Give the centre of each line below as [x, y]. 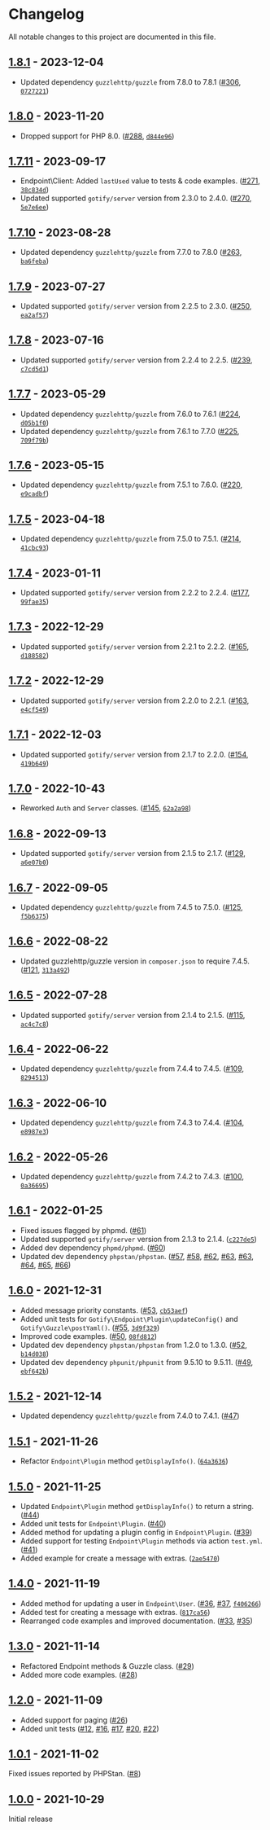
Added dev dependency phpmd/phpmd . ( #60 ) [93, 1248]
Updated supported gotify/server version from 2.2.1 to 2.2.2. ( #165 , [135, 646]
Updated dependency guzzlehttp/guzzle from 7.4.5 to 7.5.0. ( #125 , [131, 907]
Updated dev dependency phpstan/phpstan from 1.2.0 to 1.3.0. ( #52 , [134, 1345]
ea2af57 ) [35, 315]
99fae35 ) [35, 601]
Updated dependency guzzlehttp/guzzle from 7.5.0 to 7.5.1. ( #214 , [131, 539]
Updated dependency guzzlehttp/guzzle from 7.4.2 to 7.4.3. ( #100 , [132, 1176]
